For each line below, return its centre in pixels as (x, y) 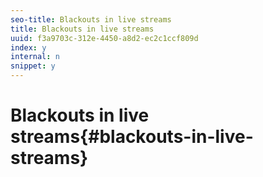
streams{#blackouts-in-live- (132, 137)
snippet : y (33, 66)
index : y (28, 47)
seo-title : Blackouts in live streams (91, 19)
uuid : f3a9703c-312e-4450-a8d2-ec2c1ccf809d (104, 38)
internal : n (35, 57)
